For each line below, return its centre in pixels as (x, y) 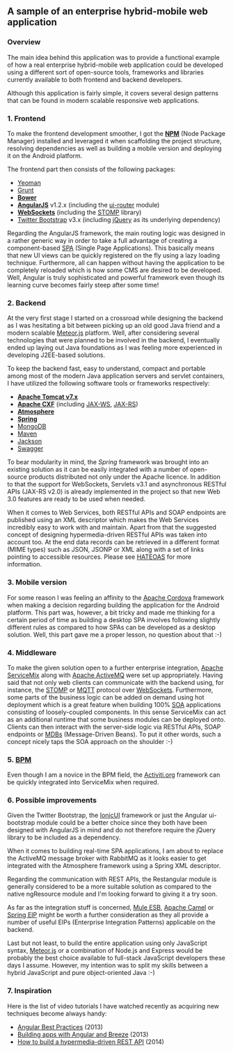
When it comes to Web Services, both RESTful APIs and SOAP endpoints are (116, 513)
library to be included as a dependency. (64, 837)
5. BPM (19, 759)
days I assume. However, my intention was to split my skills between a (108, 965)
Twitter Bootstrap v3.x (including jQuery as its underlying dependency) (119, 219)
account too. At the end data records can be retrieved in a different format (113, 542)
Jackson (30, 441)
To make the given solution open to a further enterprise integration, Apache (115, 667)
